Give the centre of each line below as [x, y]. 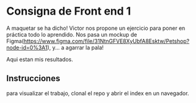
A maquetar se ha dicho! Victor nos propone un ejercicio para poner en [96, 28]
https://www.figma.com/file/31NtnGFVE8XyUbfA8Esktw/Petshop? [107, 41]
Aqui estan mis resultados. [40, 59]
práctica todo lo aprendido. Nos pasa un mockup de [72, 34]
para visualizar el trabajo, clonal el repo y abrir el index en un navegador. [98, 93]
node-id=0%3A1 [27, 48]
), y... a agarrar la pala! [75, 48]
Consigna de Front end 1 [69, 11]
